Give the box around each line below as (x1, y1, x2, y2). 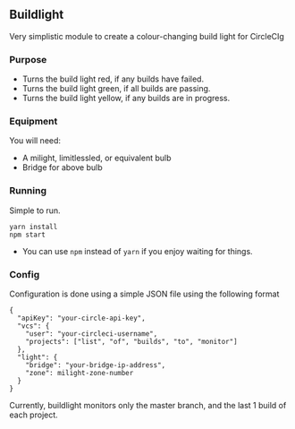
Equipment (9, 116, 58, 128)
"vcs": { (17, 322, 50, 330)
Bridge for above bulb (21, 162, 103, 173)
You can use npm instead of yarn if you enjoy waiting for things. (21, 245, 253, 256)
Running (9, 184, 47, 197)
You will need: (9, 135, 61, 146)
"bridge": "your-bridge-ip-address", (25, 361, 166, 370)
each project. (9, 409, 58, 420)
